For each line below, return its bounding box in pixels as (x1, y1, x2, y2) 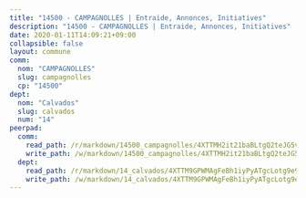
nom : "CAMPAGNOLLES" (17, 65, 96, 74)
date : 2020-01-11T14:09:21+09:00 (9, 30, 137, 39)
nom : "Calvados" (17, 98, 79, 108)
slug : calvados (17, 107, 76, 116)
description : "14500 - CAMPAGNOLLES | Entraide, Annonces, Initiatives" (9, 22, 291, 31)
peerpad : (9, 124, 43, 133)
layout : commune (9, 47, 71, 57)
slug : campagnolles (17, 73, 92, 82)
